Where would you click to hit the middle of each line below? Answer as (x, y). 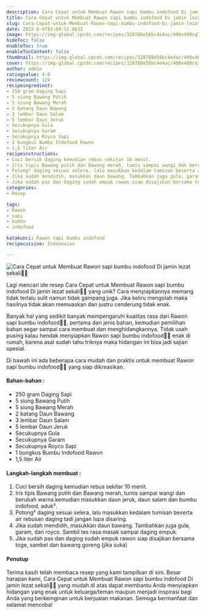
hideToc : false (26, 40)
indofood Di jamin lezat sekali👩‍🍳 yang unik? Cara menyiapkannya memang (100, 291)
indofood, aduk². (36, 506)
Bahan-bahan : (26, 381)
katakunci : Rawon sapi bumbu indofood (56, 238)
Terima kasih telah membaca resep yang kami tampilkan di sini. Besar (94, 572)
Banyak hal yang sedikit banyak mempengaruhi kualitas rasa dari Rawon (97, 316)
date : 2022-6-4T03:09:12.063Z (45, 29)
